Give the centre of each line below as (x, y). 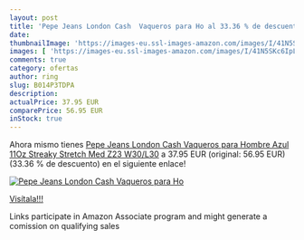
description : (34, 93)
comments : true (38, 60)
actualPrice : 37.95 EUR (54, 102)
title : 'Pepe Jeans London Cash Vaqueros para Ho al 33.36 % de (135, 26)
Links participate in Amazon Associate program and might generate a (138, 216)
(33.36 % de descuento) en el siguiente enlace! (98, 164)
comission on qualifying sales (65, 226)
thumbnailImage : (40, 43)
